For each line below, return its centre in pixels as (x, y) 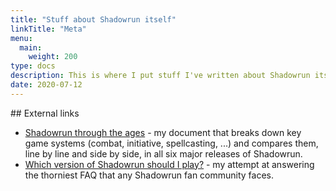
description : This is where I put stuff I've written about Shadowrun (160, 76)
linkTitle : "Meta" (48, 29)
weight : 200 (53, 57)
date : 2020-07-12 (46, 85)
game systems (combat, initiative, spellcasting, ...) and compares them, (171, 143)
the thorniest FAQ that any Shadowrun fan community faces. (149, 175)
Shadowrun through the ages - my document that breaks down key (163, 132)
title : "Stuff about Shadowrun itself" (93, 19)
